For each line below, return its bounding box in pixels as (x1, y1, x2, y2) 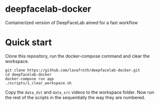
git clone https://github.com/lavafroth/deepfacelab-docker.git (5, 68, 140, 73)
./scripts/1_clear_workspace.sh (5, 80, 72, 85)
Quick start (5, 37, 52, 48)
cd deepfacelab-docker (5, 72, 52, 77)
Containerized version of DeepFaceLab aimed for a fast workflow (5, 20, 138, 26)
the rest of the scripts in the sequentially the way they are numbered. (5, 94, 146, 100)
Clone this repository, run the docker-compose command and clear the (5, 53, 150, 59)
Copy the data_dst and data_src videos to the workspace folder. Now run (5, 89, 155, 95)
